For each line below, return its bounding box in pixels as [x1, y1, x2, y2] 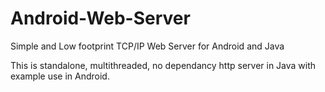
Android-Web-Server [10, 7, 191, 30]
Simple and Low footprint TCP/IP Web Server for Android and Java [10, 40, 285, 52]
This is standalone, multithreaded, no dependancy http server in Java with [10, 59, 317, 71]
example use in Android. [10, 70, 110, 82]
